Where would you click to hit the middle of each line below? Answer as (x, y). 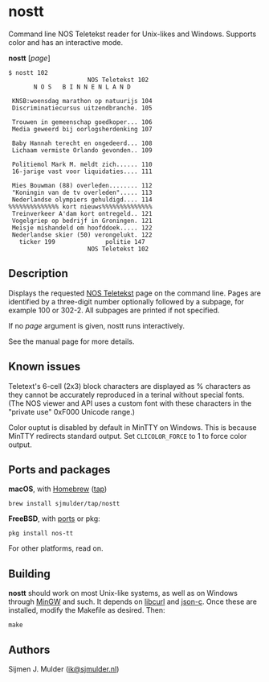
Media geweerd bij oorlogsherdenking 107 (82, 129)
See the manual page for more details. (71, 341)
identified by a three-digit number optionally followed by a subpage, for (126, 301)
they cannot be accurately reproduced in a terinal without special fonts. (126, 395)
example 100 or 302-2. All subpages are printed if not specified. (114, 310)
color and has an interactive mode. (66, 42)
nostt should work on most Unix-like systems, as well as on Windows (123, 593)
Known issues (45, 367)
